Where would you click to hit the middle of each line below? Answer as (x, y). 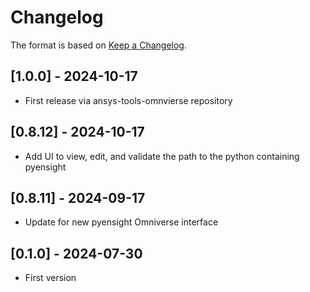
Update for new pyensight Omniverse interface (121, 222)
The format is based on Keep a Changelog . (98, 45)
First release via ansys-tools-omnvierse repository (128, 100)
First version (50, 278)
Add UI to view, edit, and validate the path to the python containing (162, 156)
